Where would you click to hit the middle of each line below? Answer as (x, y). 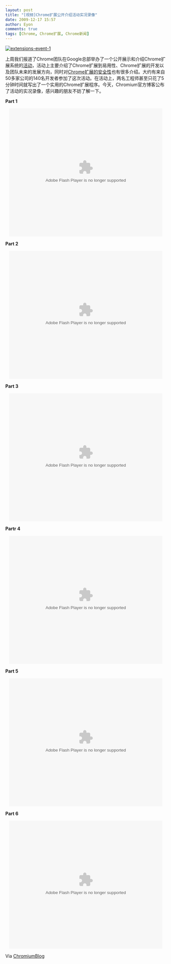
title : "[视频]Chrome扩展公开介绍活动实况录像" (52, 15)
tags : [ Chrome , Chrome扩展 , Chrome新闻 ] (47, 34)
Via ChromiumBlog (25, 956)
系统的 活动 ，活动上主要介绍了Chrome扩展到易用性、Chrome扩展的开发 (84, 65)
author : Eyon (19, 24)
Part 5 (12, 671)
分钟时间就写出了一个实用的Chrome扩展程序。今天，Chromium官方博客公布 (85, 85)
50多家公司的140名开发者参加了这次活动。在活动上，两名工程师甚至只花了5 (85, 78)
